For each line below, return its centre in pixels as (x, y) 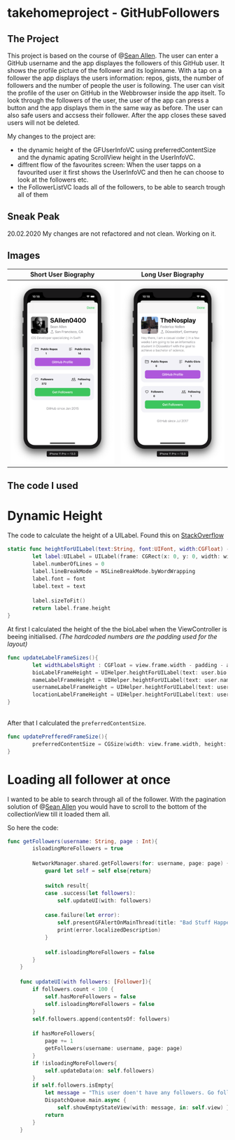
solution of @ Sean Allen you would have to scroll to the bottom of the (107, 806)
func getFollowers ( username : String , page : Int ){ (83, 841)
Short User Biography (63, 274)
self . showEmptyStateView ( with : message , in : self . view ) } (143, 1108)
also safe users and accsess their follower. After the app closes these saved (117, 115)
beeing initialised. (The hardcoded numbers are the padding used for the (113, 636)
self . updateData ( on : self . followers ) (100, 1071)
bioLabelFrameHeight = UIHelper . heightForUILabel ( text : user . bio (130, 672)
